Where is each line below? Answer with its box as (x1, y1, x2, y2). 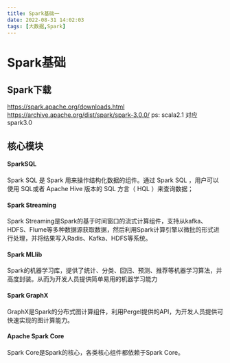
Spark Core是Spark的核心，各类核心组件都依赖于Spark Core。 (7, 348, 184, 356)
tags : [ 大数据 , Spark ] (7, 23, 66, 30)
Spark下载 (7, 84, 51, 96)
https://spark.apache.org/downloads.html (7, 102, 125, 111)
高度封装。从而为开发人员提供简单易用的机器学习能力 (7, 275, 158, 283)
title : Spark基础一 (7, 10, 60, 17)
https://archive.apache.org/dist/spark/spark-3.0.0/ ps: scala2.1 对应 (7, 111, 198, 119)
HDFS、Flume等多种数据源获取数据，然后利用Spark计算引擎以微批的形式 (7, 225, 214, 234)
